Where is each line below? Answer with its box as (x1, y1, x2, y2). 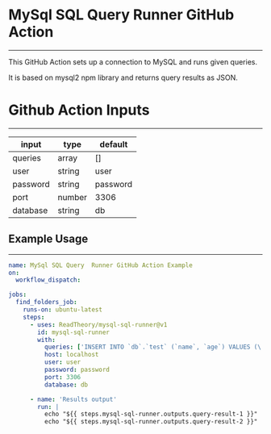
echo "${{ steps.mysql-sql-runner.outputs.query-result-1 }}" (44, 410, 258, 419)
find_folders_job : (15, 298, 78, 307)
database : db (44, 381, 89, 389)
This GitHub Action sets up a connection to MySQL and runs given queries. (8, 56, 258, 66)
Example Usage (8, 232, 89, 246)
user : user (44, 358, 81, 366)
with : (37, 336, 56, 344)
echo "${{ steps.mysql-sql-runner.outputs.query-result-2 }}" (44, 418, 258, 426)
